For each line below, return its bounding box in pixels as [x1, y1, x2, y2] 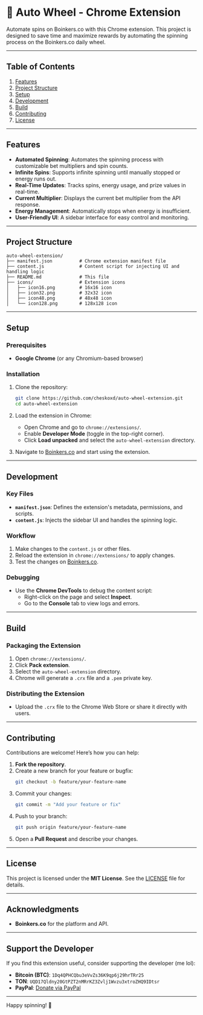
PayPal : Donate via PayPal [14, 984, 81, 991]
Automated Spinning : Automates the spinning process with [14, 156, 164, 163]
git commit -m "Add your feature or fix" [14, 802, 121, 808]
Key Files [6, 490, 34, 498]
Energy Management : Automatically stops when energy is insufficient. [14, 207, 192, 215]
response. [14, 201, 40, 208]
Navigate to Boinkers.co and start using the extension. [14, 448, 150, 456]
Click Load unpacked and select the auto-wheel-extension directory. [24, 436, 195, 444]
